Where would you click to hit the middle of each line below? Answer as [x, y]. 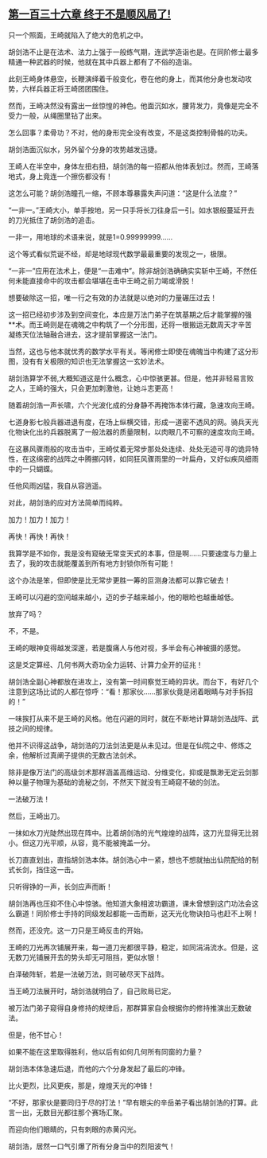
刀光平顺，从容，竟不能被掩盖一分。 [95, 843]
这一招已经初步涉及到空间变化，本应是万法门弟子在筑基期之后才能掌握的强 [130, 314]
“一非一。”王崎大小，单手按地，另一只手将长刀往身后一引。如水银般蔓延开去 [132, 210]
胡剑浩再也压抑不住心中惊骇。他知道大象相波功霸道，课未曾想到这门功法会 [130, 903]
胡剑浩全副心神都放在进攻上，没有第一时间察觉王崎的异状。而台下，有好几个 [133, 681]
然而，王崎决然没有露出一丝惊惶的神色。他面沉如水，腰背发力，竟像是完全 [130, 105]
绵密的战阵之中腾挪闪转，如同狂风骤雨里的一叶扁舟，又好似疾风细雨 [147, 458]
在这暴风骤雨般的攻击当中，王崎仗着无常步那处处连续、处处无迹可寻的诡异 [130, 449]
